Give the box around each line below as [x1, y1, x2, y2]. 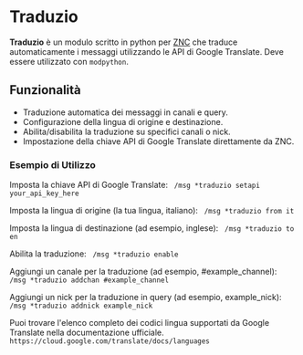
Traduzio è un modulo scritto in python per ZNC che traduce [9, 37, 238, 47]
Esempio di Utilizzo [9, 158, 96, 171]
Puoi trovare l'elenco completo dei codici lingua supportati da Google [9, 318, 270, 329]
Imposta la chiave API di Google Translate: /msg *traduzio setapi [9, 180, 260, 191]
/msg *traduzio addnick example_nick [9, 301, 153, 311]
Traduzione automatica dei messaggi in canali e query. [22, 107, 228, 118]
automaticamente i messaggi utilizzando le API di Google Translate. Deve [9, 46, 285, 57]
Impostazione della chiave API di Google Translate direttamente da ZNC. [22, 135, 295, 147]
